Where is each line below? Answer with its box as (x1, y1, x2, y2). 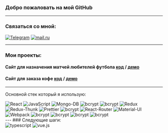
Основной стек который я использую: (5, 91, 86, 97)
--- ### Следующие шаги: (5, 117, 61, 123)
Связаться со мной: (5, 23, 56, 30)
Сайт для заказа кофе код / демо (5, 75, 78, 81)
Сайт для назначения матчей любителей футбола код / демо (5, 64, 139, 70)
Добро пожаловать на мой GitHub (5, 4, 92, 11)
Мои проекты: (5, 52, 42, 59)
